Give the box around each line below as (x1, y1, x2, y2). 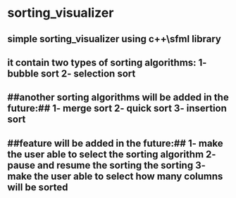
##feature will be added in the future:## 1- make (7, 137, 223, 149)
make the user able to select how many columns (7, 170, 223, 182)
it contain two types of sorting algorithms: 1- (7, 56, 207, 68)
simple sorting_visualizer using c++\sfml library (7, 33, 222, 45)
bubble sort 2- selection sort (7, 67, 136, 79)
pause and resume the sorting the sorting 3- (7, 159, 206, 171)
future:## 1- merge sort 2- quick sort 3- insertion (7, 103, 228, 114)
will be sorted (7, 181, 68, 193)
